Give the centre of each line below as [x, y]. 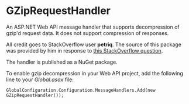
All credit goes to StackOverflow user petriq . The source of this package [94, 44]
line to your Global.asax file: [40, 79]
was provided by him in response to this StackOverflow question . [85, 50]
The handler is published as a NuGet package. [62, 62]
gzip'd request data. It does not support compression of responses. [87, 33]
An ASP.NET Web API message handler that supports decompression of [93, 27]
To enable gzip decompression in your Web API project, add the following [94, 73]
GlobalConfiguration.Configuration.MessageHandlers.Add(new [81, 90]
